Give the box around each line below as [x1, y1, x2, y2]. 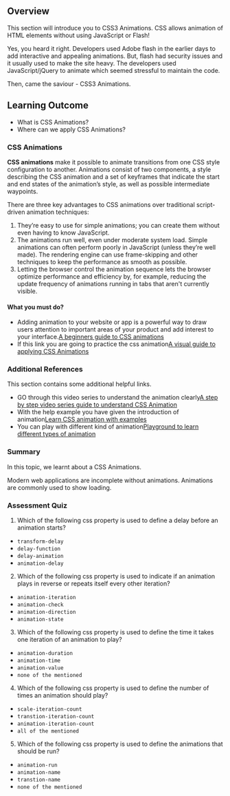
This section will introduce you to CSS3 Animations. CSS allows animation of [7, 23, 224, 32]
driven [7, 208, 25, 216]
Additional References [7, 365, 84, 374]
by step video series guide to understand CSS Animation [16, 400, 177, 409]
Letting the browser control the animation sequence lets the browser [16, 265, 211, 273]
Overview [7, 6, 50, 17]
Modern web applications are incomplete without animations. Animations [7, 476, 214, 484]
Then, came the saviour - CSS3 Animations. [7, 79, 131, 88]
